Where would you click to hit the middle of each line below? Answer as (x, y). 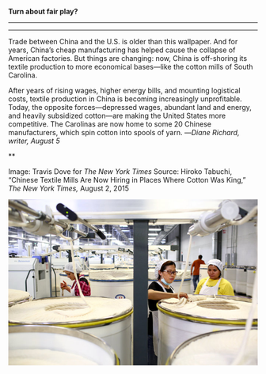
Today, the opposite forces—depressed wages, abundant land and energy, (130, 107)
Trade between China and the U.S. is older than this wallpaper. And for (123, 42)
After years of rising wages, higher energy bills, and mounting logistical (124, 91)
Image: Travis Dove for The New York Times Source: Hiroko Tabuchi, (120, 172)
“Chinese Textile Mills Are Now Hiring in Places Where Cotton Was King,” (127, 180)
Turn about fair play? (43, 11)
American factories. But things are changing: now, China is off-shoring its (128, 58)
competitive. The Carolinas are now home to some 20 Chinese (110, 124)
